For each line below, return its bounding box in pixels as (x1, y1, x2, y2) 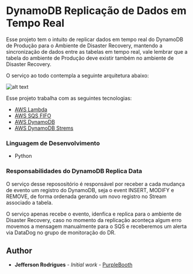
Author (6, 245, 32, 255)
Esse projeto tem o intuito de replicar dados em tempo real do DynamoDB (6, 36, 184, 43)
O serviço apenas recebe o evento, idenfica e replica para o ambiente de (6, 210, 182, 217)
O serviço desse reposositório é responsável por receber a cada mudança (6, 180, 185, 188)
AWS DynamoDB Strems (14, 124, 74, 131)
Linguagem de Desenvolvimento (6, 139, 101, 147)
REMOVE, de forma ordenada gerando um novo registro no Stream (6, 193, 167, 200)
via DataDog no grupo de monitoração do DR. (6, 229, 116, 236)
